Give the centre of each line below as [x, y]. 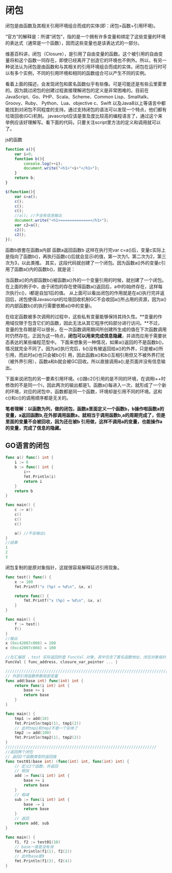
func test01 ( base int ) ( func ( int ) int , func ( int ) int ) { [67, 761]
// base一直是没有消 [34, 847]
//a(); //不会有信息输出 [38, 216]
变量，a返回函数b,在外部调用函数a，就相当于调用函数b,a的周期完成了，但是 [85, 415]
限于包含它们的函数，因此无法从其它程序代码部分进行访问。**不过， [91, 323]
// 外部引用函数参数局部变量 [32, 676]
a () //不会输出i [30, 533]
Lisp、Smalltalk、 [133, 97]
